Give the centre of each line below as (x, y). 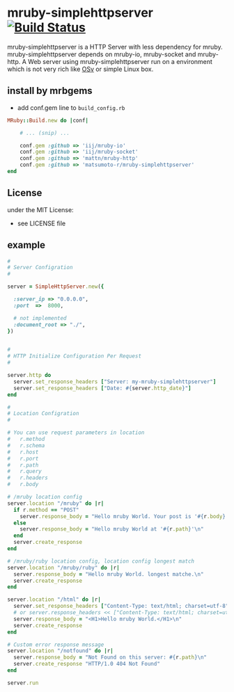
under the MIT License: (41, 209)
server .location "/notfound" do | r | (60, 651)
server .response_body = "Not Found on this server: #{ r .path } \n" (110, 658)
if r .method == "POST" (46, 510)
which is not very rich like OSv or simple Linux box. (80, 69)
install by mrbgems (50, 91)
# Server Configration (40, 268)
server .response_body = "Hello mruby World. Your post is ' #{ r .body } (123, 516)
